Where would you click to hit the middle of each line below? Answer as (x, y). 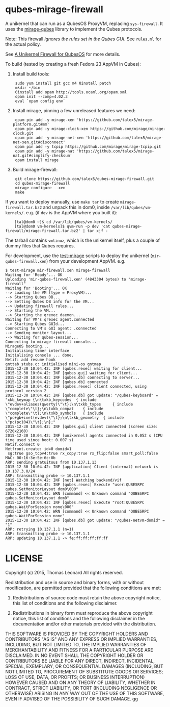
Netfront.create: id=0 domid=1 (38, 449)
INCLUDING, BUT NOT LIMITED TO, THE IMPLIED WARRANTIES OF (76, 644)
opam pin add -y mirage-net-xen (49, 138)
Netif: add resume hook (31, 360)
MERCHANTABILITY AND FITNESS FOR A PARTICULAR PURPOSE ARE (79, 650)
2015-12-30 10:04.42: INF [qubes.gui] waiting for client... (72, 373)
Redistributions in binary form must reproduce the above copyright (82, 613)
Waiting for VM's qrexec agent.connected (50, 319)
